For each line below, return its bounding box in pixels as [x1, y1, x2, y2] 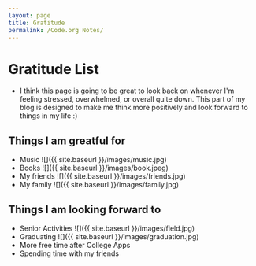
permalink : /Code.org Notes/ [8, 26, 104, 34]
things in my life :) [19, 111, 78, 120]
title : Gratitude [8, 19, 65, 27]
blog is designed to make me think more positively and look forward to [19, 103, 248, 113]
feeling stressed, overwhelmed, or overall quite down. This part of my [19, 94, 246, 104]
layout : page [8, 11, 51, 20]
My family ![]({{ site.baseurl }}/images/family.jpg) [19, 180, 180, 190]
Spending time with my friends [19, 249, 120, 258]
